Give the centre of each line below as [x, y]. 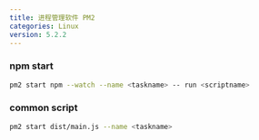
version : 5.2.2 [38, 34]
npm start [32, 66]
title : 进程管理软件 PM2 [52, 18]
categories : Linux [44, 26]
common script [44, 107]
